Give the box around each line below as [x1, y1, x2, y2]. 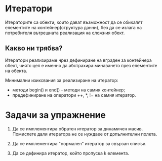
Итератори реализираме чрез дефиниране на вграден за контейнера [5, 57, 152, 63]
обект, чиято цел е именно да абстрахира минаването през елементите [5, 62, 158, 68]
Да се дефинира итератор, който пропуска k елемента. [12, 150, 129, 156]
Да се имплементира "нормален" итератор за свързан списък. [12, 140, 147, 146]
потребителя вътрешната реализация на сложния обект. [5, 30, 125, 36]
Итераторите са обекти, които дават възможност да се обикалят [5, 19, 143, 25]
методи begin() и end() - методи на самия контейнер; [12, 87, 125, 93]
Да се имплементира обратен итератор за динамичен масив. [12, 125, 143, 131]
